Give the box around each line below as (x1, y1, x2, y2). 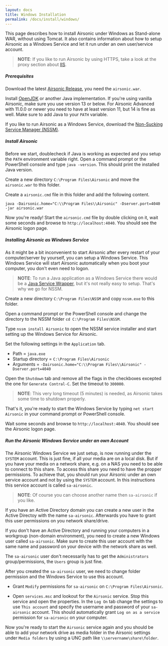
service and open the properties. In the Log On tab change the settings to (12, 599, 163, 605)
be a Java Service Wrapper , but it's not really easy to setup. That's (17, 281, 155, 287)
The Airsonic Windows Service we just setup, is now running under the (5, 450, 152, 456)
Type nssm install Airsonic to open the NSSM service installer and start (5, 326, 156, 332)
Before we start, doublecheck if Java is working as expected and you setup (5, 151, 161, 157)
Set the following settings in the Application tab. (5, 341, 106, 347)
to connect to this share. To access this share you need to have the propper (5, 466, 161, 473)
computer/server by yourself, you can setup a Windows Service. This (5, 255, 148, 261)
